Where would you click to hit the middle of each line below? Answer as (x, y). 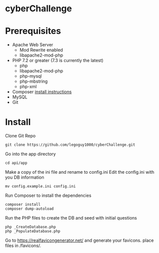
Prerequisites (33, 31)
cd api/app (16, 163)
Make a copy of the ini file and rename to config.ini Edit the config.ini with (80, 172)
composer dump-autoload (30, 209)
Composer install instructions (42, 92)
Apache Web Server (32, 45)
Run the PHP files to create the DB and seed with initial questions (71, 218)
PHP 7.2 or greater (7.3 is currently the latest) (58, 61)
